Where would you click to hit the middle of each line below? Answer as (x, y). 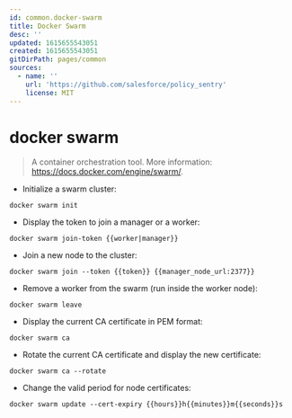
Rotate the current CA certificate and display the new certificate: (142, 355)
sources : (26, 68)
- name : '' (38, 76)
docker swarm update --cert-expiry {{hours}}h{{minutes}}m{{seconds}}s (146, 405)
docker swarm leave (46, 305)
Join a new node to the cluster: (80, 255)
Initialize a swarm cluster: (69, 189)
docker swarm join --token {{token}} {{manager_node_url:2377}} (132, 272)
